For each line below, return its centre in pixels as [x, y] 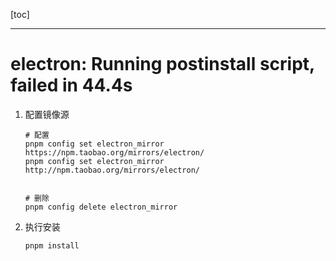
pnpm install [52, 245]
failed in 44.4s [71, 85]
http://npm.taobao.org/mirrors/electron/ [112, 170]
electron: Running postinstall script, [162, 64]
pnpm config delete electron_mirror [101, 207]
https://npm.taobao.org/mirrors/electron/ [114, 152]
